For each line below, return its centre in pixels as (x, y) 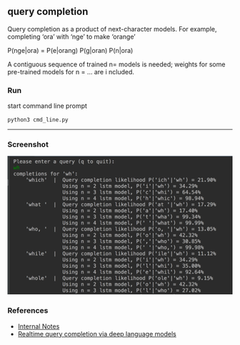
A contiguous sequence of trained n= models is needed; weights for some (116, 64)
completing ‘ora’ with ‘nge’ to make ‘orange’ (71, 36)
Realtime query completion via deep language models (97, 334)
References (28, 311)
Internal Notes (39, 326)
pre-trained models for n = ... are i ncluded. (71, 71)
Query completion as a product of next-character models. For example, (112, 29)
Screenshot (28, 144)
